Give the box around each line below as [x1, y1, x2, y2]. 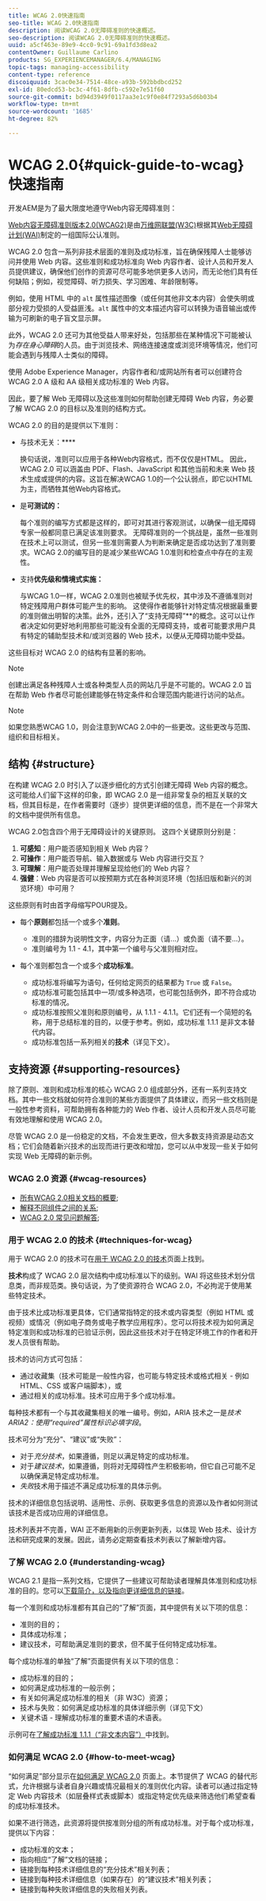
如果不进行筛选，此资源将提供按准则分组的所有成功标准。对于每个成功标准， [8, 1818, 258, 1827]
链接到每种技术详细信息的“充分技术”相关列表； [19, 1864, 173, 1874]
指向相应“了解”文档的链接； [19, 1854, 110, 1864]
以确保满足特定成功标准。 [19, 1472, 104, 1481]
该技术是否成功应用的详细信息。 [8, 1508, 112, 1518]
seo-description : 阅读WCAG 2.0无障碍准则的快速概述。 [8, 33, 174, 42]
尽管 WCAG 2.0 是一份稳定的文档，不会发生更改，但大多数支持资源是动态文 [8, 1132, 255, 1141]
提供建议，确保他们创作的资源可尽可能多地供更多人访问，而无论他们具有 [14, 267, 251, 276]
